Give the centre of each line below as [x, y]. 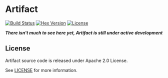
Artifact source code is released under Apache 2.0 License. [66, 60]
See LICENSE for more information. [41, 70]
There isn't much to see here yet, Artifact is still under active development [84, 32]
